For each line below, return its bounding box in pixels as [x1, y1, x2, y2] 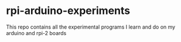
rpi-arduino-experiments [6, 4, 131, 17]
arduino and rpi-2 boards [6, 29, 67, 36]
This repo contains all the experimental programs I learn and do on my [6, 23, 176, 30]
